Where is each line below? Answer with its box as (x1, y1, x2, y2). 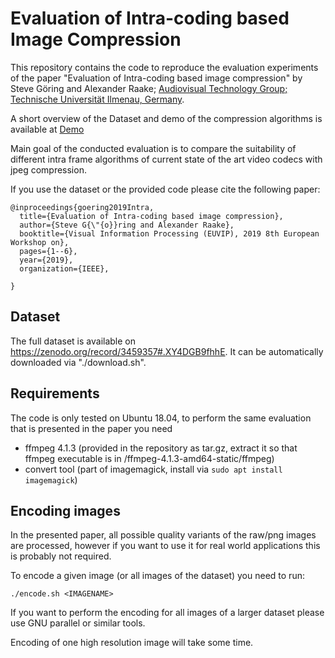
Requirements (10, 385, 100, 402)
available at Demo (10, 123, 85, 135)
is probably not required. (10, 550, 112, 562)
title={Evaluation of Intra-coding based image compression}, (19, 211, 284, 221)
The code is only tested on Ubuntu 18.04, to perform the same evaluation (10, 412, 312, 424)
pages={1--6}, (19, 246, 78, 256)
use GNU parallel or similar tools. (10, 617, 146, 629)
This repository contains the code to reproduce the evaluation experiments (10, 61, 319, 73)
